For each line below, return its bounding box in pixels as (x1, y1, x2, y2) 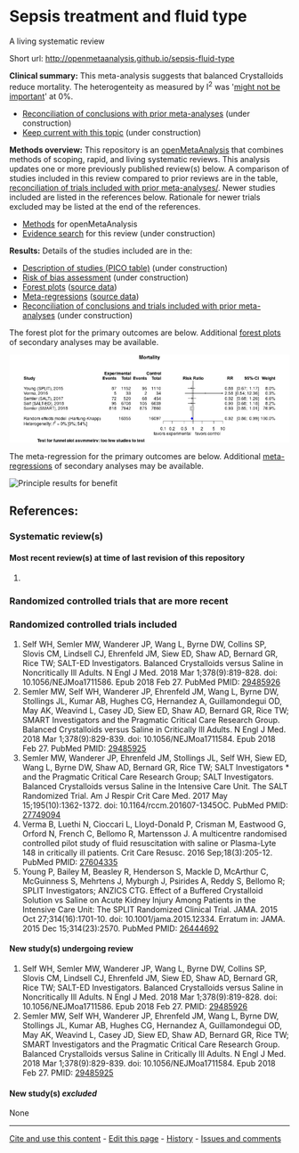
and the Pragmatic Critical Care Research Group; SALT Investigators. (21, 771, 274, 782)
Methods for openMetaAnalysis (21, 218, 138, 229)
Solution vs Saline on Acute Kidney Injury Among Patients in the (21, 894, 256, 905)
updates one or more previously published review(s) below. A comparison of (9, 163, 289, 174)
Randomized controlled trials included (9, 618, 178, 630)
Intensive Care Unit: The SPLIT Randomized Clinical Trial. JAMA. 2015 (21, 903, 279, 915)
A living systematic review (9, 36, 105, 46)
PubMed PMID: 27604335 (21, 856, 118, 867)
